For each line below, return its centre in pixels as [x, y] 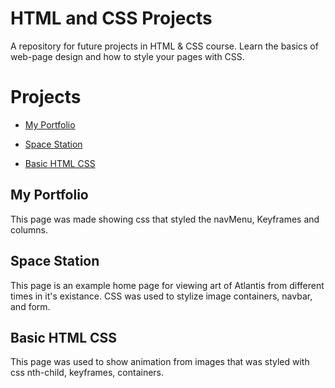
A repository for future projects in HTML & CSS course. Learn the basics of [164, 46]
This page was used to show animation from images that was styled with [160, 362]
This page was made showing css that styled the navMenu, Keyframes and [165, 219]
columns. [29, 229]
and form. [30, 306]
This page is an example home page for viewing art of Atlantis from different [167, 285]
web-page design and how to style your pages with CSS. [127, 56]
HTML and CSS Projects [111, 18]
